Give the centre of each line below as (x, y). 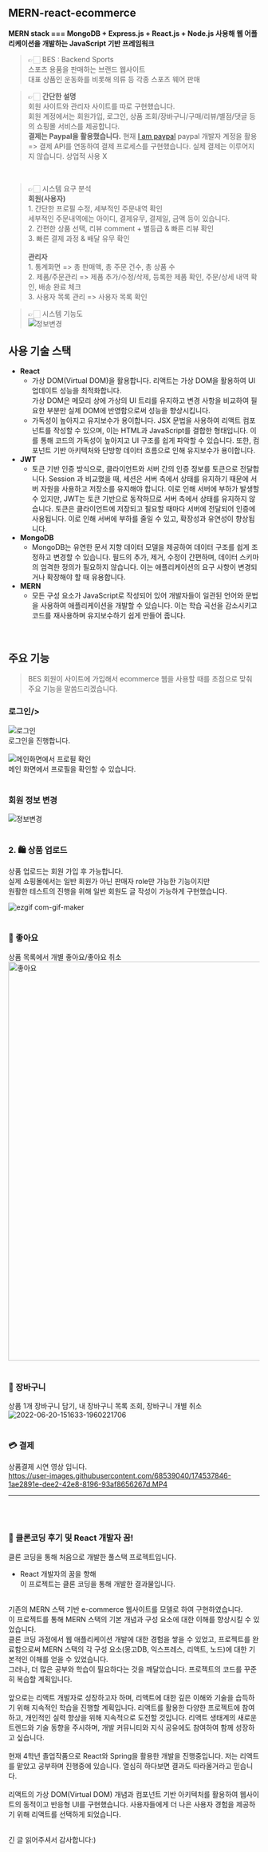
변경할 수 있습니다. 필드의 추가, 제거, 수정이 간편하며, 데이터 (145, 557)
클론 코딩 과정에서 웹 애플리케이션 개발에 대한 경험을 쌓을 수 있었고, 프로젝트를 (130, 1639)
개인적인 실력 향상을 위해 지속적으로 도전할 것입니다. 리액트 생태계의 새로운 (141, 1717)
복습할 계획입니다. (44, 1679)
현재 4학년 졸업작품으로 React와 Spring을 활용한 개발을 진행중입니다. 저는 (123, 1755)
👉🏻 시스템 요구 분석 (59, 188)
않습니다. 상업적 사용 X (72, 156)
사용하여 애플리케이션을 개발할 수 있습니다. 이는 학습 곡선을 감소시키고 (149, 605)
